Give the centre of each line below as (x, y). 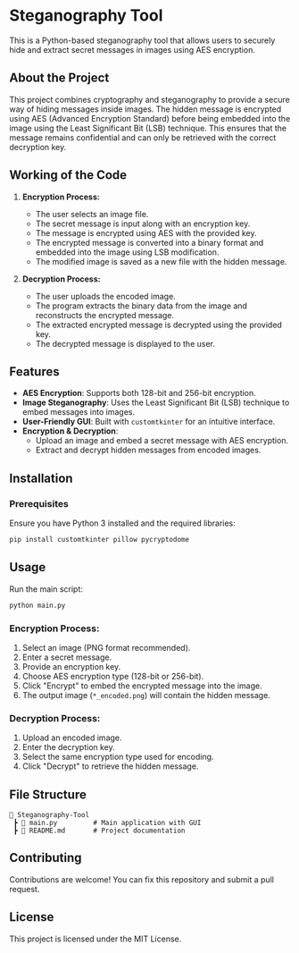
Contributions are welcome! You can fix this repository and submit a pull (142, 879)
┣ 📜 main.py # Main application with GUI (107, 823)
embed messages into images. (79, 412)
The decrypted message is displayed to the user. (125, 343)
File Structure (48, 794)
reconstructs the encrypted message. (105, 315)
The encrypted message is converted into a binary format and (149, 242)
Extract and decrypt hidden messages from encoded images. (148, 450)
